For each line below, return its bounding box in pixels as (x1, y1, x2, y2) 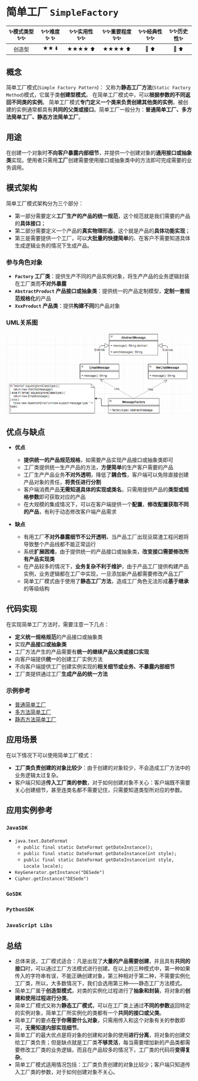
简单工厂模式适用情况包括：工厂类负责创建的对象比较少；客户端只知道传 (14, 1061, 190, 1068)
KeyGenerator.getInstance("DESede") (14, 869, 105, 875)
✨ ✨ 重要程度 (102, 28, 131, 35)
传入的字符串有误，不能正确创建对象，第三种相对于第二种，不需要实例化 (14, 972, 190, 979)
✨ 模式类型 (8, 28, 34, 35)
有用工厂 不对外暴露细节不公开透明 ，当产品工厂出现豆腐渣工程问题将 (23, 533, 189, 540)
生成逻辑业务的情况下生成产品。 (14, 242, 93, 249)
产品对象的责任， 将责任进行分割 (23, 478, 101, 486)
